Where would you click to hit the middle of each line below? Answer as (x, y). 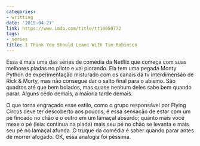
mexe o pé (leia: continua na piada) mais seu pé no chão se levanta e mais (98, 124)
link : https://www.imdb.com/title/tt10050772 (64, 28)
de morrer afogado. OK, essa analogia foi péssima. (69, 136)
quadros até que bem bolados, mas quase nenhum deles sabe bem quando (99, 87)
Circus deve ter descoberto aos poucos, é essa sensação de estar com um (99, 111)
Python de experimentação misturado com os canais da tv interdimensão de (100, 74)
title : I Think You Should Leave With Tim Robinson (72, 45)
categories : (21, 12)
